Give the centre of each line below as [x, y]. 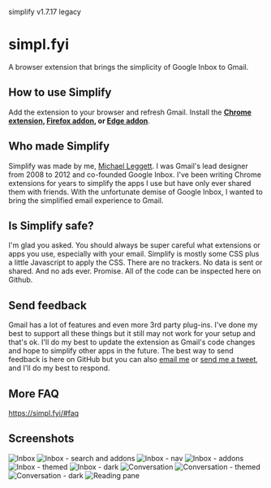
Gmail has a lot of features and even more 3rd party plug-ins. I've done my [133, 325]
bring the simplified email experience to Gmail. [86, 200]
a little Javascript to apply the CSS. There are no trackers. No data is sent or [135, 262]
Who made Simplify [59, 147]
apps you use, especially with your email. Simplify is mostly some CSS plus [134, 254]
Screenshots [41, 439]
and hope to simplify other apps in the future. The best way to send [121, 351]
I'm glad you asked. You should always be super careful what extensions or [135, 245]
